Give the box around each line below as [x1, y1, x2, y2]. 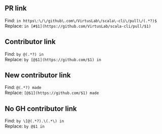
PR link [5, 4, 27, 13]
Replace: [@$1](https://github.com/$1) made [5, 90, 99, 96]
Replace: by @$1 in [5, 123, 45, 129]
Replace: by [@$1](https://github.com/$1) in [5, 56, 102, 62]
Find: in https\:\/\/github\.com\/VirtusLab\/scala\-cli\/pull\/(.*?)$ [5, 17, 157, 23]
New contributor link [5, 71, 71, 80]
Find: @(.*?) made [5, 84, 42, 91]
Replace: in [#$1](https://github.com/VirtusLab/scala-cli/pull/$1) [5, 23, 151, 29]
